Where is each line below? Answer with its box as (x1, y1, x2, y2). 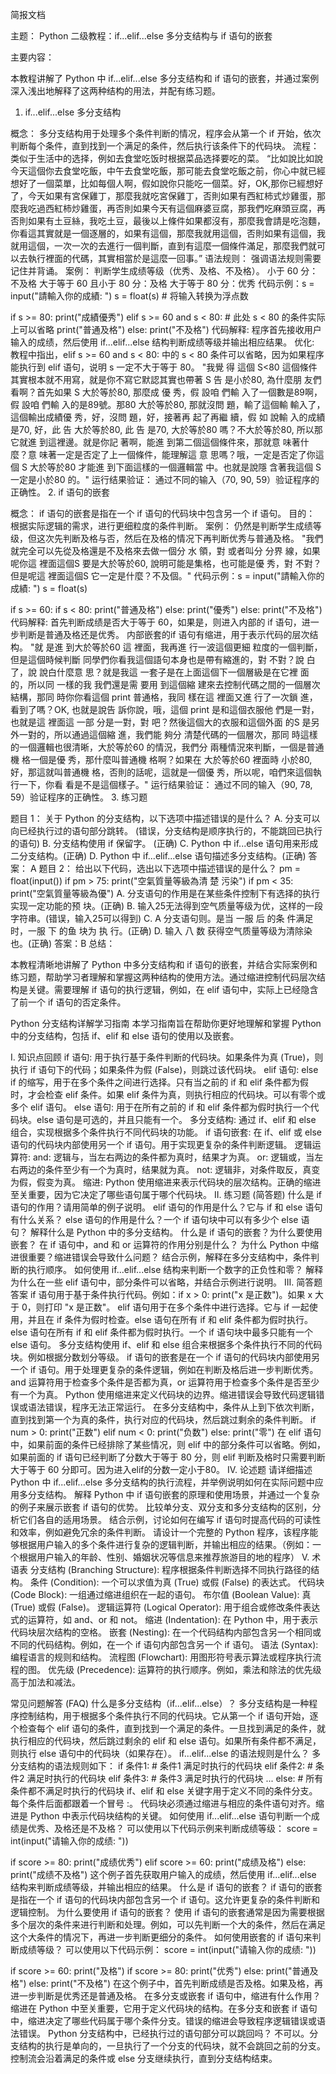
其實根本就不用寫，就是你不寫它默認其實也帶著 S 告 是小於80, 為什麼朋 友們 (10, 374, 322, 385)
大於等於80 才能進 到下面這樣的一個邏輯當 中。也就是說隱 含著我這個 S (29, 461, 322, 473)
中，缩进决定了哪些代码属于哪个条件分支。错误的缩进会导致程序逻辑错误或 (10, 2015, 317, 2027)
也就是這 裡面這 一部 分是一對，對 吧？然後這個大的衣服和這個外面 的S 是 (10, 716, 312, 728)
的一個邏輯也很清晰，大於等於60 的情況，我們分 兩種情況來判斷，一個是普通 (10, 741, 325, 753)
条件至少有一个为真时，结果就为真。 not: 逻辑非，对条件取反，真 (44, 1164, 312, 1175)
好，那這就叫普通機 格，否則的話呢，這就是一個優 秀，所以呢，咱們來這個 (10, 766, 313, 778)
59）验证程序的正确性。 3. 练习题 (10, 791, 148, 803)
